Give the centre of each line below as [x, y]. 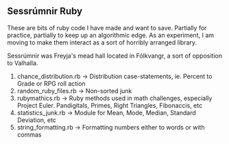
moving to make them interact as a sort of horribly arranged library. [102, 42]
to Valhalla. [23, 63]
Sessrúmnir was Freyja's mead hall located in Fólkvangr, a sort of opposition [115, 56]
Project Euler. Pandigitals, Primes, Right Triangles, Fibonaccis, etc [110, 105]
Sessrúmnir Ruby [45, 11]
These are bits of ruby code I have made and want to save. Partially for [107, 27]
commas [29, 134]
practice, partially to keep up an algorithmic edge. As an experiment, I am [111, 35]
